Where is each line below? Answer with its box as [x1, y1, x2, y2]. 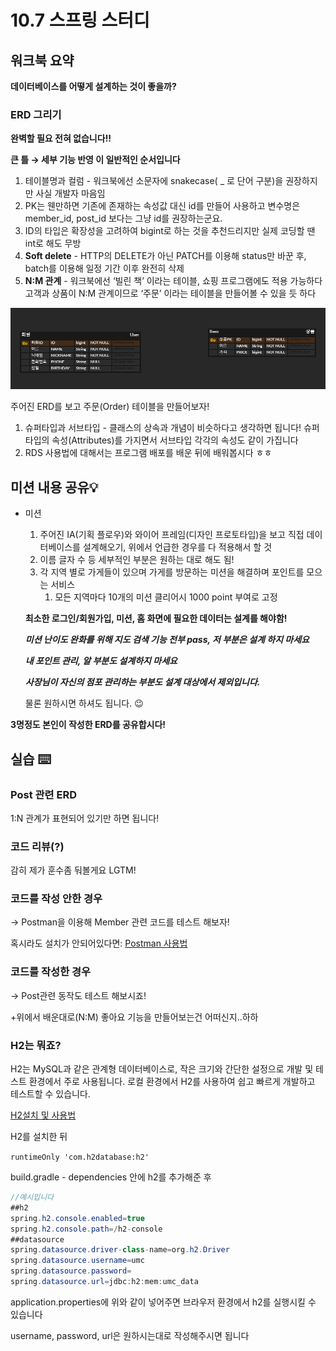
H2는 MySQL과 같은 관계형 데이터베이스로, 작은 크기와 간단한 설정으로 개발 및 [10, 1063, 314, 1075]
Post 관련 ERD [10, 787, 77, 801]
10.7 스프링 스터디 [10, 9, 150, 32]
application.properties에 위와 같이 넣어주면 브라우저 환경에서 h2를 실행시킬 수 [10, 1296, 317, 1308]
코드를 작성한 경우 [10, 965, 92, 979]
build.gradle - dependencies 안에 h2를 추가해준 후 [10, 1171, 212, 1183]
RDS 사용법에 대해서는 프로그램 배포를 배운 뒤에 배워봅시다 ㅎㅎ [24, 447, 273, 459]
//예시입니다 [10, 1192, 55, 1203]
